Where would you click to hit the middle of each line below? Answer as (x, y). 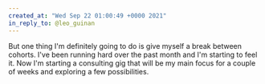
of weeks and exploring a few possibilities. (79, 71)
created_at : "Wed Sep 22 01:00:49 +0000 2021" (88, 16)
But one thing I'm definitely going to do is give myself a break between (125, 46)
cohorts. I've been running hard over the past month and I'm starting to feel (133, 54)
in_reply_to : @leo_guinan (51, 23)
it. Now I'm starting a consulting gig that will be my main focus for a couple (132, 63)
